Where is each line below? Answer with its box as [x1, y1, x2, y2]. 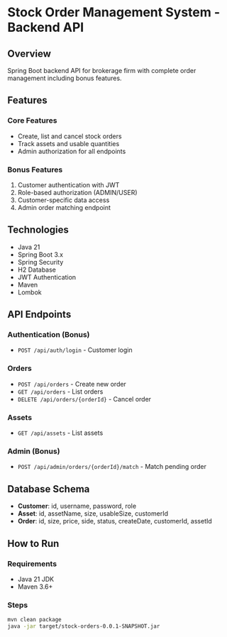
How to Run [7, 537, 60, 550]
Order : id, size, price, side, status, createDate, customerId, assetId [17, 517, 213, 526]
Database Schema [7, 483, 90, 495]
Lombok [17, 288, 43, 297]
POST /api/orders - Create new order [17, 380, 126, 388]
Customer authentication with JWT [17, 180, 120, 189]
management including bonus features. [7, 74, 122, 82]
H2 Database [17, 265, 57, 274]
